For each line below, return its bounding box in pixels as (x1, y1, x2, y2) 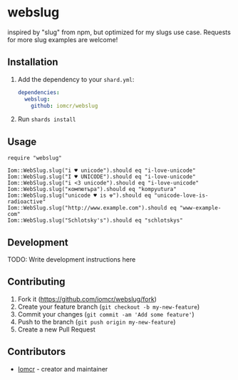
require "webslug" (7, 155, 62, 162)
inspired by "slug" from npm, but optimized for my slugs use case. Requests (7, 28, 232, 36)
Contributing (7, 276, 66, 288)
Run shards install (17, 115, 76, 123)
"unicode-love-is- (154, 192, 209, 200)
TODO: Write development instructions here (7, 255, 136, 264)
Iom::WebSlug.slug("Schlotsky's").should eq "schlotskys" (7, 217, 183, 225)
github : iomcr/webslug (31, 102, 98, 109)
